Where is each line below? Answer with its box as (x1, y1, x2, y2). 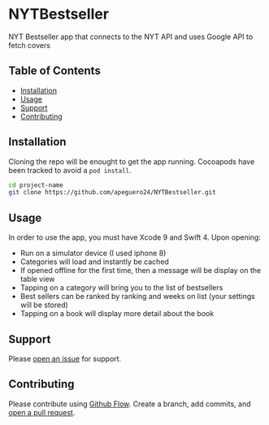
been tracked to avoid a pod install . (8, 165, 132, 175)
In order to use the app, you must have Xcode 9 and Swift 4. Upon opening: (8, 232, 262, 242)
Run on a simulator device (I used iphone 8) (20, 249, 167, 258)
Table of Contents (8, 64, 102, 78)
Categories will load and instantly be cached (20, 257, 169, 267)
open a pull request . (8, 407, 76, 417)
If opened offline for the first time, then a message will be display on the (20, 266, 262, 275)
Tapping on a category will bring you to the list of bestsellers (20, 283, 223, 293)
